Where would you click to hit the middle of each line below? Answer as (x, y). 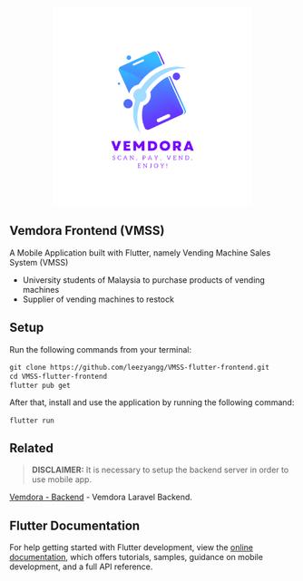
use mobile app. (62, 479)
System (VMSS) (39, 262)
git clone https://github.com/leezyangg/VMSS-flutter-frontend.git (140, 367)
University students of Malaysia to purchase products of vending (144, 280)
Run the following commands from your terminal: (101, 349)
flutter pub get (40, 385)
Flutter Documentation (75, 525)
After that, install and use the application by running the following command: (152, 402)
